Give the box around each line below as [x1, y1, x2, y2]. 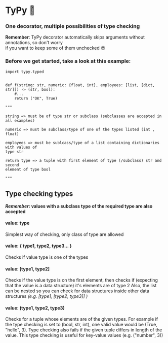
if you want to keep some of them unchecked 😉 [5, 45, 106, 51]
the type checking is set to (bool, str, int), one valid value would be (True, [5, 322, 158, 328]
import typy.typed [5, 69, 44, 74]
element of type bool [5, 167, 51, 172]
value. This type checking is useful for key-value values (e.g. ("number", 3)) [5, 332, 163, 338]
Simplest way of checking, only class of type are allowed [5, 231, 124, 237]
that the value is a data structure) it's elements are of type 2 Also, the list [5, 283, 157, 289]
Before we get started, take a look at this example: [5, 58, 131, 65]
